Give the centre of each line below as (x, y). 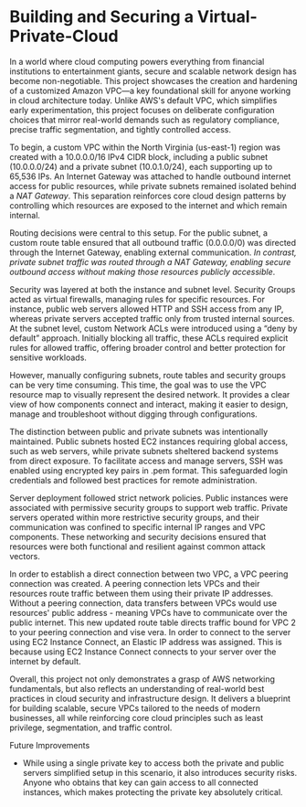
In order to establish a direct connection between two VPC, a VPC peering (149, 574)
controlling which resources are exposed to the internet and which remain (148, 205)
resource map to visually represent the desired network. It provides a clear (150, 394)
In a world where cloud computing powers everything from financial (137, 61)
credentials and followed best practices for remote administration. (133, 480)
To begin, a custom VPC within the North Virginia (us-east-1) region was (145, 147)
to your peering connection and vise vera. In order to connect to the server (150, 632)
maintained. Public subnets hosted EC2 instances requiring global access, (149, 441)
